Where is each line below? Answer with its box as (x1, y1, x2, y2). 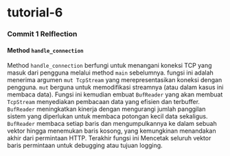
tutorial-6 (7, 5, 63, 21)
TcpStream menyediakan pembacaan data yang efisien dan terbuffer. (7, 98, 200, 106)
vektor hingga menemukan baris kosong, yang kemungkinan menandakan (7, 127, 216, 135)
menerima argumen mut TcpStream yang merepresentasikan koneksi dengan (7, 76, 222, 84)
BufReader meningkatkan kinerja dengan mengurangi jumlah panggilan (7, 105, 206, 114)
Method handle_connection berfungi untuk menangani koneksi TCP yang (7, 62, 212, 70)
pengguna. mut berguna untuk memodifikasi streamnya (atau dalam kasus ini (7, 83, 224, 92)
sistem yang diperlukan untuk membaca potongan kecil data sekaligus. (7, 112, 208, 120)
